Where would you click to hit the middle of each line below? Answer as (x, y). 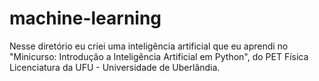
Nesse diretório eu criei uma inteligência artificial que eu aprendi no (149, 46)
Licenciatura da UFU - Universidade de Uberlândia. (115, 67)
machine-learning (85, 18)
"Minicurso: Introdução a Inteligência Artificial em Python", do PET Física (159, 56)
